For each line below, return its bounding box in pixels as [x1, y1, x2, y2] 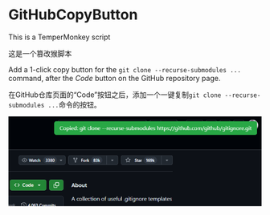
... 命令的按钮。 [47, 99, 102, 109]
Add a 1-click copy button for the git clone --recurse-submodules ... [8, 64, 241, 74]
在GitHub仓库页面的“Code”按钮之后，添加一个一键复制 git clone [8, 90, 222, 99]
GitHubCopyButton [8, 6, 138, 24]
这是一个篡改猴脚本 [8, 48, 72, 58]
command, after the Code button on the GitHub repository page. [8, 73, 221, 83]
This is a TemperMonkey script [8, 32, 111, 42]
